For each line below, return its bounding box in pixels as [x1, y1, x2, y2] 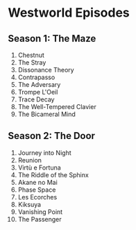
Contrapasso [17, 73, 56, 81]
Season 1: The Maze [8, 33, 96, 44]
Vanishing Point [17, 207, 63, 216]
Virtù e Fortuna [17, 163, 61, 172]
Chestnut [17, 51, 44, 59]
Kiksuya [17, 200, 41, 208]
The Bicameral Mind [17, 110, 76, 118]
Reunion [17, 156, 42, 164]
